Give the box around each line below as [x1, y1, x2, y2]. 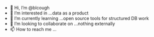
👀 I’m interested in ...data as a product [10, 10, 89, 16]
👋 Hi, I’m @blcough [10, 5, 50, 10]
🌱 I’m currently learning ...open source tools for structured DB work [10, 15, 149, 21]
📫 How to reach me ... [10, 26, 57, 32]
